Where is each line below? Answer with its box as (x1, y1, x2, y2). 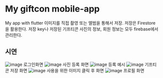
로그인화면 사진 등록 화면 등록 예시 (23, 62, 125, 67)
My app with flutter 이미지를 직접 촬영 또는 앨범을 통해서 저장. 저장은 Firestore (5, 20, 156, 26)
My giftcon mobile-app (5, 3, 100, 15)
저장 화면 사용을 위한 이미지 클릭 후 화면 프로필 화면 (10, 67, 145, 73)
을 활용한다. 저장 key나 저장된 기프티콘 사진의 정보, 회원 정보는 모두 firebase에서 (5, 26, 159, 32)
